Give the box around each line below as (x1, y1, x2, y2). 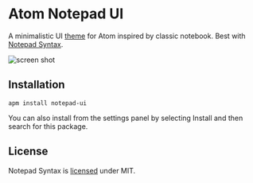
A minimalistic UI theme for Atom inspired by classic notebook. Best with (8, 31, 246, 41)
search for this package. (8, 121, 88, 131)
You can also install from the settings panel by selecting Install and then (8, 113, 243, 123)
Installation (8, 78, 65, 91)
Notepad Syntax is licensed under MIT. (8, 165, 136, 175)
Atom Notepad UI (8, 5, 124, 23)
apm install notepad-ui (8, 99, 88, 107)
